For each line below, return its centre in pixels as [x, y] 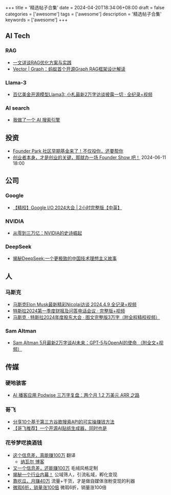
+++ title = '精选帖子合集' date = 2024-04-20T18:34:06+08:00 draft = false [85, 7]
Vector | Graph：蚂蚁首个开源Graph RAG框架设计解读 [69, 69]
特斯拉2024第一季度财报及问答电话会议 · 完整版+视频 [69, 311]
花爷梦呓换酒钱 [24, 443]
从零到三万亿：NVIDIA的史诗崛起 [47, 233]
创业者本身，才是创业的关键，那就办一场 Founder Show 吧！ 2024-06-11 [89, 157]
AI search [17, 108]
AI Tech [18, 36]
